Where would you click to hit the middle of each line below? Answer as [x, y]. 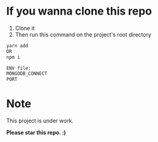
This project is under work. [40, 121]
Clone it [25, 28]
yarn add [17, 46]
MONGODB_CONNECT [27, 74]
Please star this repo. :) [36, 133]
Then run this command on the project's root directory [83, 34]
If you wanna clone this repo [79, 11]
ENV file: [19, 68]
